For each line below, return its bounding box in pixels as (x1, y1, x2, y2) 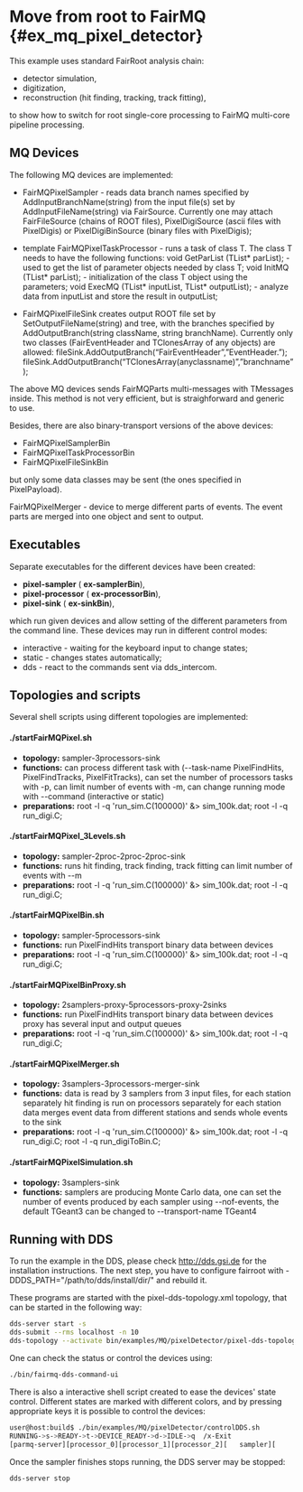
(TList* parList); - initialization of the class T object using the (22, 271, 248, 282)
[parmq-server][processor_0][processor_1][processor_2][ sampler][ (9, 1440, 277, 1449)
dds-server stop (9, 1474, 70, 1483)
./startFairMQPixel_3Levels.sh (9, 831, 126, 842)
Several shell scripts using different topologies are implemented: (9, 712, 249, 723)
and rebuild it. (156, 1275, 207, 1286)
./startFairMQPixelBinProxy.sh (9, 979, 126, 990)
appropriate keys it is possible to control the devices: (9, 1405, 206, 1416)
